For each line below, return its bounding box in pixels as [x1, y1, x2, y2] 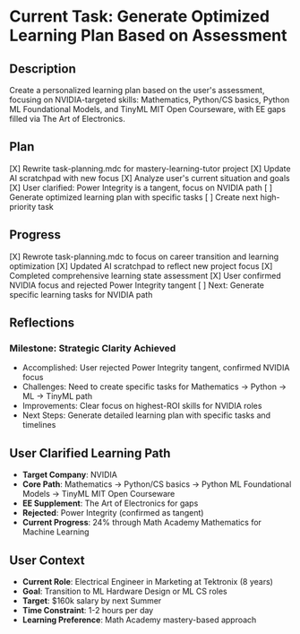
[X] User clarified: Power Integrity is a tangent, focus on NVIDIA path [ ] [9, 182, 273, 193]
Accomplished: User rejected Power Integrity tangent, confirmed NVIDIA [21, 362, 290, 373]
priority [9, 201, 37, 212]
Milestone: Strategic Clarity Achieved [9, 342, 176, 354]
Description [9, 61, 76, 76]
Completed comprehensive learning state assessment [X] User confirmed [9, 270, 282, 281]
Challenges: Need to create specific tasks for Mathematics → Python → [21, 381, 287, 392]
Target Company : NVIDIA [21, 469, 118, 481]
